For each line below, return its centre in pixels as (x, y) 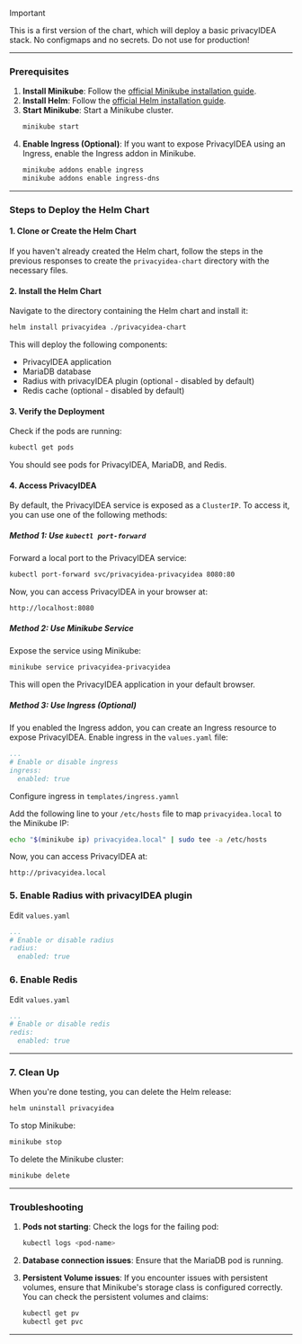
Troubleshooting (46, 1206)
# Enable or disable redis (60, 1024)
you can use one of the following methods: (89, 515)
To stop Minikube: (43, 1126)
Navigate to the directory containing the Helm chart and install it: (129, 311)
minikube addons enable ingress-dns (91, 179)
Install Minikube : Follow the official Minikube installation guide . (139, 91)
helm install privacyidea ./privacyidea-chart (98, 327)
